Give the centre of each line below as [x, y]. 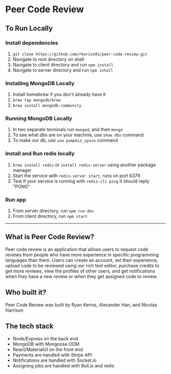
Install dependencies [32, 43]
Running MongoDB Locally [39, 118]
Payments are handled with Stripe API [52, 355]
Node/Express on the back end [45, 338]
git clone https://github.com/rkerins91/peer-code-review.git [80, 54]
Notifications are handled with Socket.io [54, 360]
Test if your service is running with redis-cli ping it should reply [81, 181]
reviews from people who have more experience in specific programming [82, 255]
